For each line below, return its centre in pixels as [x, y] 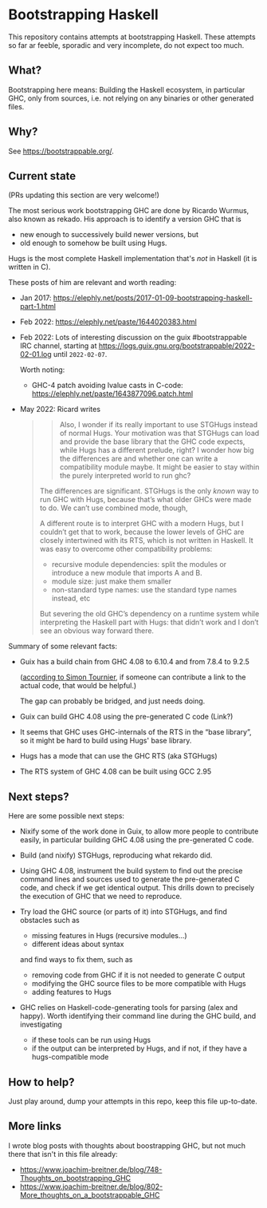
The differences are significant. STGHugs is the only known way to [149, 491]
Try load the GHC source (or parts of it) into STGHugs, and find [123, 912]
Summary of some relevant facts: [63, 646]
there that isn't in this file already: [63, 1154]
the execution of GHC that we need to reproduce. [101, 897]
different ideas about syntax [78, 945]
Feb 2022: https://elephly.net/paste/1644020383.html [108, 322]
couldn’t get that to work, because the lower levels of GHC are [142, 532]
